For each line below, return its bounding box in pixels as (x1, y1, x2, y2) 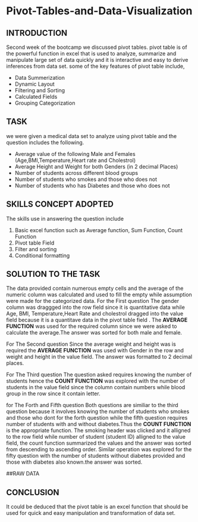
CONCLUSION (6, 487, 59, 498)
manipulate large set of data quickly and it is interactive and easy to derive (6, 57, 188, 63)
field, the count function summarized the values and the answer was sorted (6, 439, 191, 447)
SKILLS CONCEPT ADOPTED (6, 199, 114, 210)
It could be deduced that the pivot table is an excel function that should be (6, 503, 188, 510)
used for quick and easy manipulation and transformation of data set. (6, 510, 175, 517)
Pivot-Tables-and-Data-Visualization (6, 4, 193, 18)
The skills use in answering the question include (6, 215, 124, 222)
